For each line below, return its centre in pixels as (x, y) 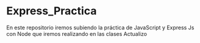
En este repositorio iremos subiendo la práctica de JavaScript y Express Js (100, 27)
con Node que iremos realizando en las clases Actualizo (77, 33)
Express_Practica (52, 11)
